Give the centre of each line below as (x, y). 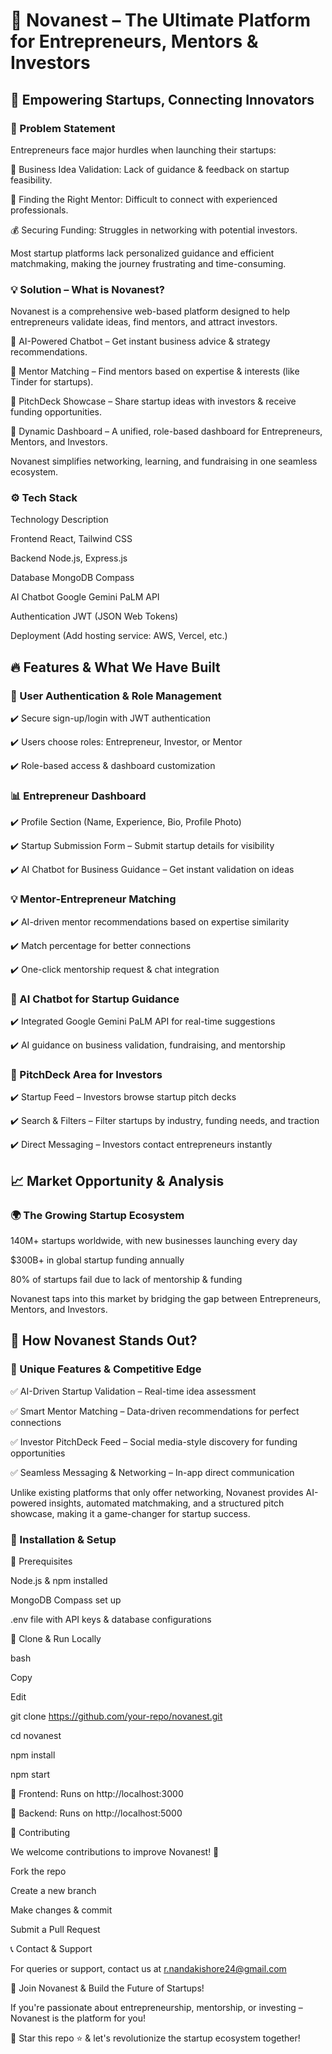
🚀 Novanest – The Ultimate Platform (161, 20)
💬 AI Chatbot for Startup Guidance (95, 999)
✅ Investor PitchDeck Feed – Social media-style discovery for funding (154, 1441)
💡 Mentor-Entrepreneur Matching (93, 899)
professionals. (39, 210)
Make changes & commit (61, 1910)
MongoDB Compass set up (66, 1600)
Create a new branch (53, 1891)
